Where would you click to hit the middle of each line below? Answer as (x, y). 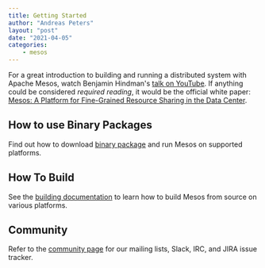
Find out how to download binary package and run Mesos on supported (125, 144)
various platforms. (38, 205)
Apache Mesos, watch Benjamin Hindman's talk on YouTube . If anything (126, 83)
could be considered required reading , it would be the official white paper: (130, 92)
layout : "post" (33, 30)
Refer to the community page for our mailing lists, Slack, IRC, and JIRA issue (133, 249)
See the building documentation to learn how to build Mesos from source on (132, 197)
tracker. (21, 258)
